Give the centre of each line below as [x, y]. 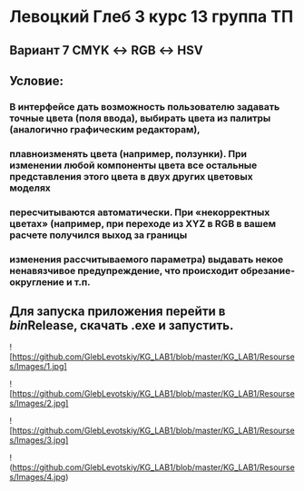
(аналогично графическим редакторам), [105, 129]
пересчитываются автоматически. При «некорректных [140, 212]
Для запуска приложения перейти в [118, 312]
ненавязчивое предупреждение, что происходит [124, 270]
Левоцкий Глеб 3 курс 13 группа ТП [152, 17]
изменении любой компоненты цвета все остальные [133, 165]
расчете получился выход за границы [98, 235]
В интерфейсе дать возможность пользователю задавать [145, 106]
